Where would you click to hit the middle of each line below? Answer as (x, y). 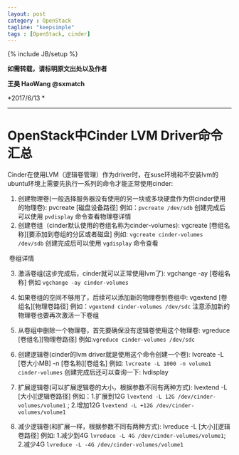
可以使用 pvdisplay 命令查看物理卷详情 (74, 216)
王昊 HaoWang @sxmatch (46, 84)
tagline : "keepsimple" (41, 27)
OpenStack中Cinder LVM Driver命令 (115, 136)
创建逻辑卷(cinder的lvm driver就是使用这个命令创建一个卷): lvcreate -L (121, 355)
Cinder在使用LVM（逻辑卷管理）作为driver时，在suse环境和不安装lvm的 (113, 174)
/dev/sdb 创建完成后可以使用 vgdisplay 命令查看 (88, 244)
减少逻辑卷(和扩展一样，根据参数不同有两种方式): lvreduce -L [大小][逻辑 (124, 427)
